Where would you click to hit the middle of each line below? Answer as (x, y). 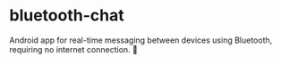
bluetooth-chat (67, 16)
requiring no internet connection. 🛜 (74, 49)
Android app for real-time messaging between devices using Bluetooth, (141, 40)
